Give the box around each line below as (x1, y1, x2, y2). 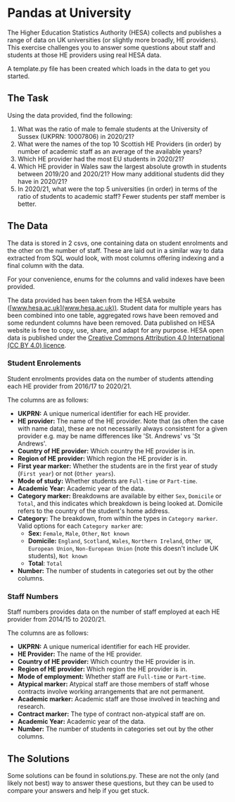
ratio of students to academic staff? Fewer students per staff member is (17, 192, 226, 200)
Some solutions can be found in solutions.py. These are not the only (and (7, 771, 220, 779)
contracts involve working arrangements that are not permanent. (17, 687, 205, 696)
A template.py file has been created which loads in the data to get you (7, 64, 210, 73)
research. (17, 703, 46, 711)
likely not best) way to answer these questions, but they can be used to (7, 779, 215, 787)
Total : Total (27, 559, 63, 567)
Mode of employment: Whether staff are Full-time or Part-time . (17, 672, 206, 681)
